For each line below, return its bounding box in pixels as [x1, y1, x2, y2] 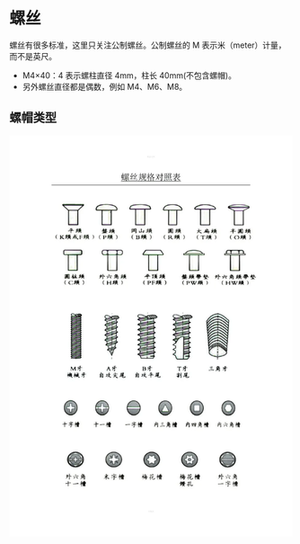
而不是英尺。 [9, 50, 57, 61]
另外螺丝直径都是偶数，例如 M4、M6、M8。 [22, 81, 188, 92]
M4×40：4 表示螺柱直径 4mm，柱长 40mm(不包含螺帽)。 [22, 69, 236, 81]
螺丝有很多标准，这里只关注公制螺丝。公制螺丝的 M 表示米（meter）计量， [9, 40, 287, 50]
